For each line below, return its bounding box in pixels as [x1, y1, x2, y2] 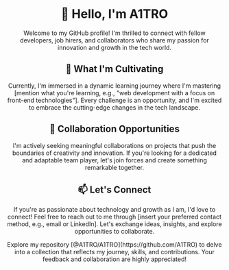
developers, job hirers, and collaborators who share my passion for [19, 36, 210, 44]
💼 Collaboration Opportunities [49, 123, 180, 135]
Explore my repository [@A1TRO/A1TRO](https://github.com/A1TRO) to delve [7, 241, 222, 249]
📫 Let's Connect [77, 184, 152, 195]
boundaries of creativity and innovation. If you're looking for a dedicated [12, 149, 217, 157]
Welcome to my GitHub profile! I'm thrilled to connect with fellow [23, 29, 206, 37]
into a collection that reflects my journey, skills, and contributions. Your [14, 248, 215, 256]
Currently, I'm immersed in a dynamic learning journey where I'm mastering [8, 82, 221, 90]
